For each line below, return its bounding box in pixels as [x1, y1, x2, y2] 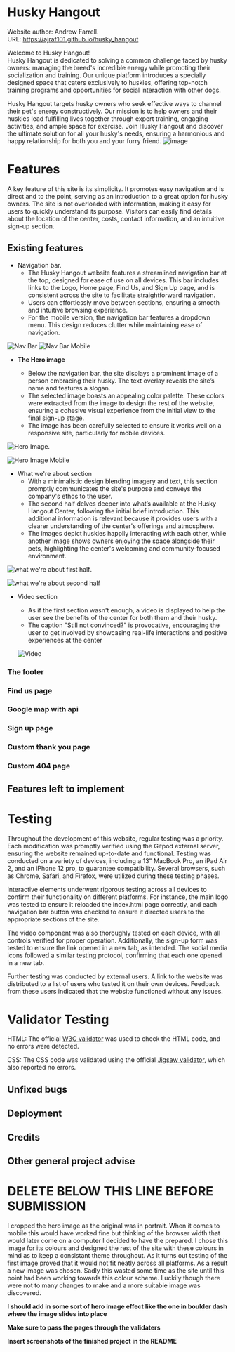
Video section [17, 592, 58, 600]
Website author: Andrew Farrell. [7, 27, 99, 36]
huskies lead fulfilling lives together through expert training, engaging [7, 114, 208, 123]
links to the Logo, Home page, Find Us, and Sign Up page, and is [27, 283, 215, 291]
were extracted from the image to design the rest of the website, [27, 398, 215, 407]
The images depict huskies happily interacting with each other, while [27, 529, 227, 537]
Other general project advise [7, 1155, 135, 1167]
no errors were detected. [7, 1042, 79, 1051]
